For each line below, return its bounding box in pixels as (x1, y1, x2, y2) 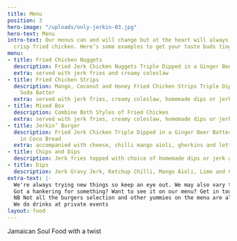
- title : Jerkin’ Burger (7, 122, 80, 129)
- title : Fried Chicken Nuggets (7, 57, 102, 64)
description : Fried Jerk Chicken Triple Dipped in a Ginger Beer (13, 129, 210, 136)
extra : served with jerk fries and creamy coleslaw (13, 69, 169, 76)
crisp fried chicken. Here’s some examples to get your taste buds (13, 43, 217, 50)
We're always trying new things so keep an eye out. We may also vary (13, 181, 226, 188)
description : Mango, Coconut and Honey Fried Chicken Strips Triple (13, 83, 219, 90)
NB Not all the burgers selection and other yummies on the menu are (13, 194, 222, 201)
